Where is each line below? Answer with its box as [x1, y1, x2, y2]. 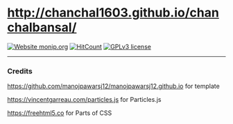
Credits [7, 66, 33, 76]
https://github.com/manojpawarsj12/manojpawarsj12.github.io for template [7, 82, 220, 91]
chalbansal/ [7, 19, 77, 35]
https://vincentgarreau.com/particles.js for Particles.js [7, 96, 162, 104]
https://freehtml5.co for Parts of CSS [7, 109, 112, 117]
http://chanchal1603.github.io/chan [7, 5, 220, 21]
